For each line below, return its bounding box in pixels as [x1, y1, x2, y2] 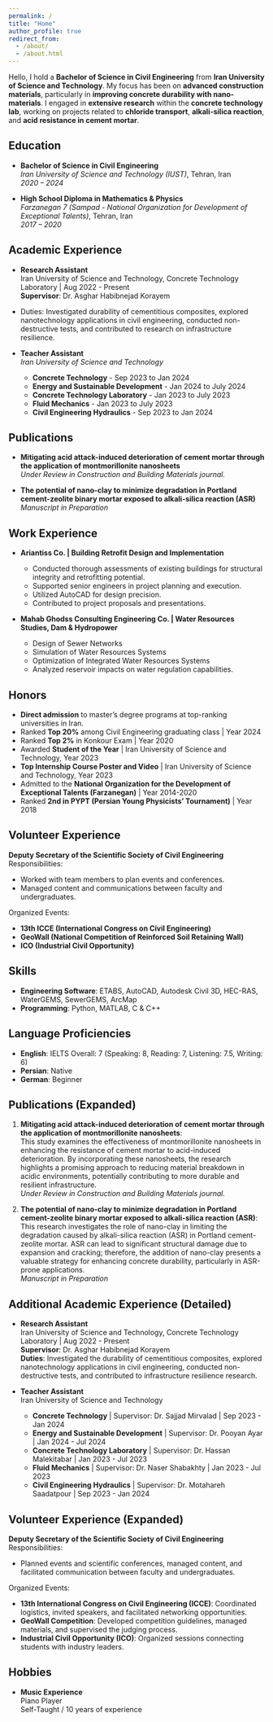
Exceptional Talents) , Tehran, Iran [19, 211, 133, 221]
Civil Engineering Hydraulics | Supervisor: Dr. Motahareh [32, 1480, 226, 1490]
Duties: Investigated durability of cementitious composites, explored [19, 306, 249, 316]
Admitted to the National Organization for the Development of [19, 779, 232, 789]
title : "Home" [8, 20, 57, 28]
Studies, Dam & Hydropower [19, 623, 118, 633]
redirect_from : [8, 34, 60, 43]
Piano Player [19, 1695, 63, 1706]
